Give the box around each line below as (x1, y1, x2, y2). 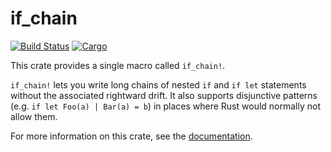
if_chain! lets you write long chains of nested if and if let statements (10, 78, 307, 91)
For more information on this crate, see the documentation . (10, 130, 253, 142)
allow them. (10, 110, 58, 122)
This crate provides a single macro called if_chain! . (10, 59, 226, 71)
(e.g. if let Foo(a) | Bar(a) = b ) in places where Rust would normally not (10, 100, 321, 112)
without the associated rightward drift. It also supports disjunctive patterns (10, 89, 318, 101)
